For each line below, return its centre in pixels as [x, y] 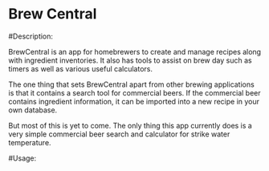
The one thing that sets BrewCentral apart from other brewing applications [131, 84]
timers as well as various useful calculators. [80, 68]
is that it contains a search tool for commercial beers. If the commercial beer [134, 92]
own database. [33, 110]
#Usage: [22, 158]
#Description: [31, 36]
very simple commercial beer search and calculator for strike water [119, 134]
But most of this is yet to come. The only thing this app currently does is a [130, 125]
